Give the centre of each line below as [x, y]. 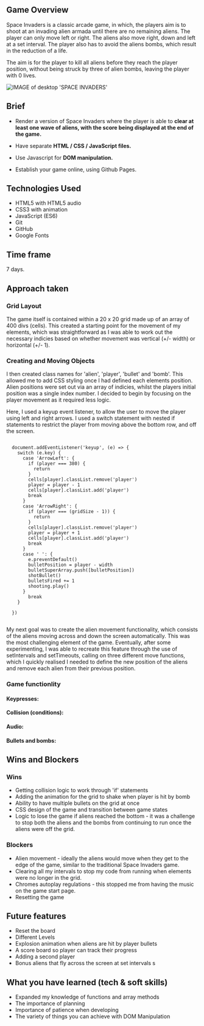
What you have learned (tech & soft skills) [87, 982]
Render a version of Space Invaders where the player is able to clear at [104, 121]
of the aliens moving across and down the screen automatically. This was [98, 636]
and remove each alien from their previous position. [71, 668]
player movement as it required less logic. [59, 400]
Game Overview [37, 10]
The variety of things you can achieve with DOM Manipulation [93, 1016]
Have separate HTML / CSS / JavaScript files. [73, 146]
